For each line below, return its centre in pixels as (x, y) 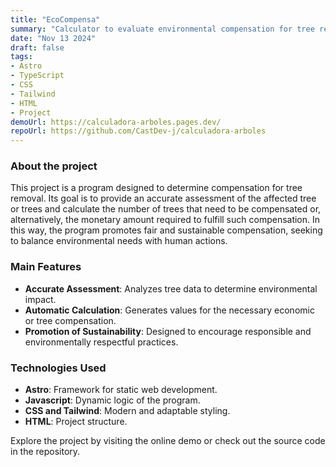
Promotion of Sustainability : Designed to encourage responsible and (168, 331)
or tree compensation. (70, 320)
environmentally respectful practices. (101, 342)
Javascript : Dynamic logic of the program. (112, 400)
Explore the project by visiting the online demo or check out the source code (168, 441)
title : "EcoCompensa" (55, 19)
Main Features (46, 267)
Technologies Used (58, 368)
